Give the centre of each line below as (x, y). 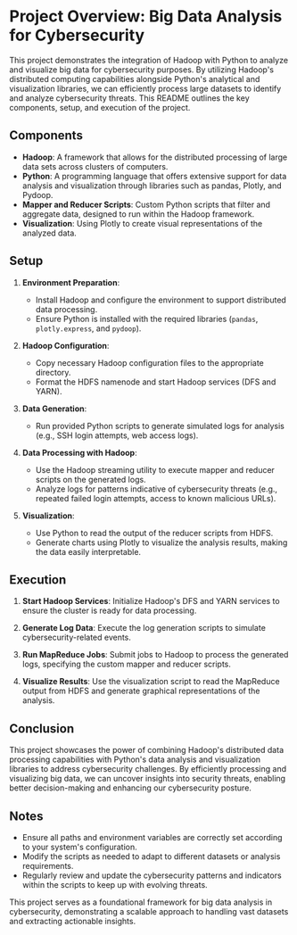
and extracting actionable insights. (73, 921)
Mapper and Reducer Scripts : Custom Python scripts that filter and (146, 204)
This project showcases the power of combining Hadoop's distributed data (146, 750)
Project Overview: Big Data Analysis (146, 17)
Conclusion (42, 728)
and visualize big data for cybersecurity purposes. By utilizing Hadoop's (142, 70)
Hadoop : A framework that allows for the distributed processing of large (155, 157)
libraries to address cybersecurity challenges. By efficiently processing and (148, 769)
